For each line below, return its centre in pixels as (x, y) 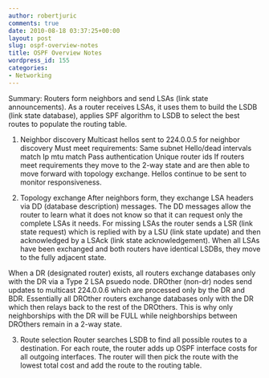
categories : (28, 68)
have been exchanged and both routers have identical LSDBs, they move (140, 249)
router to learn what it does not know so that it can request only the (131, 214)
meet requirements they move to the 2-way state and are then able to (135, 165)
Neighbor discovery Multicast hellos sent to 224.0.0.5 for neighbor (130, 139)
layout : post (30, 38)
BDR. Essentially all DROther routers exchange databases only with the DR (131, 299)
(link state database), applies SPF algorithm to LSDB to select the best (124, 115)
